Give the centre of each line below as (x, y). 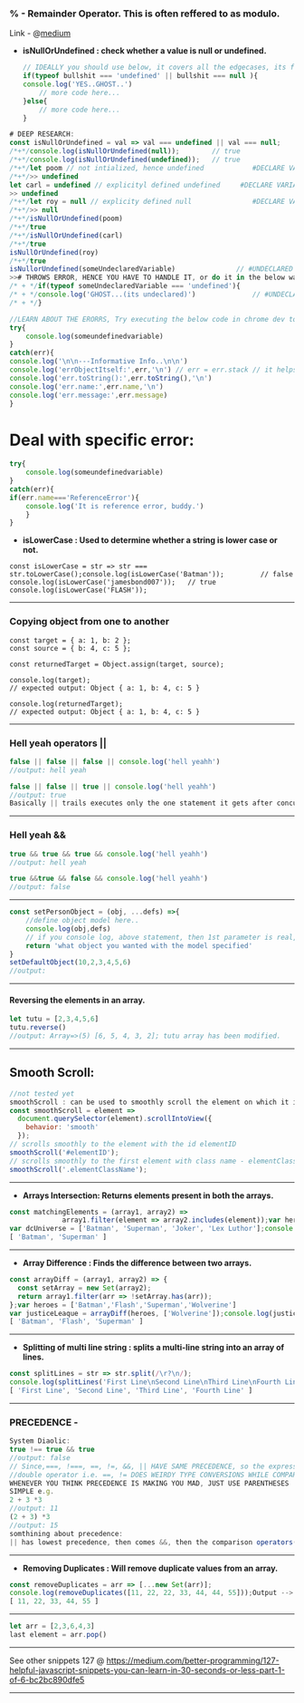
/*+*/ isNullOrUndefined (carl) (66, 235)
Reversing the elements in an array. (77, 1000)
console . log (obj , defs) (68, 929)
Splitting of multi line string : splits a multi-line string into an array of (153, 1348)
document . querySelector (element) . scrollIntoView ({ (115, 1119)
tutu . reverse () (38, 1028)
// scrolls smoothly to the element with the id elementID (123, 1145)
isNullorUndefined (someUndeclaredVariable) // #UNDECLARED (152, 269)
